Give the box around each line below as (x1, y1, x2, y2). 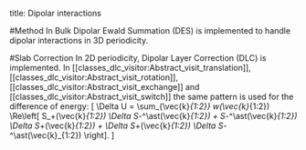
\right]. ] (83, 130, 115, 140)
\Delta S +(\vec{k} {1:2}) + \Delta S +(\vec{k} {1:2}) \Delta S (9, 120, 224, 131)
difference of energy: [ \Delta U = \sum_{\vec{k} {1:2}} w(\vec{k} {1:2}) (9, 101, 270, 112)
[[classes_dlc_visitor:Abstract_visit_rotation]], (9, 72, 178, 83)
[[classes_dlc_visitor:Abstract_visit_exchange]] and (9, 82, 200, 92)
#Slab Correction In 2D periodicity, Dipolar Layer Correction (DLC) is (9, 53, 267, 63)
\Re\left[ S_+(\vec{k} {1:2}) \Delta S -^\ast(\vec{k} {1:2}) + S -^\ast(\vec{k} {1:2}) (9, 111, 298, 121)
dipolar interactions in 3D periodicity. (9, 35, 149, 45)
